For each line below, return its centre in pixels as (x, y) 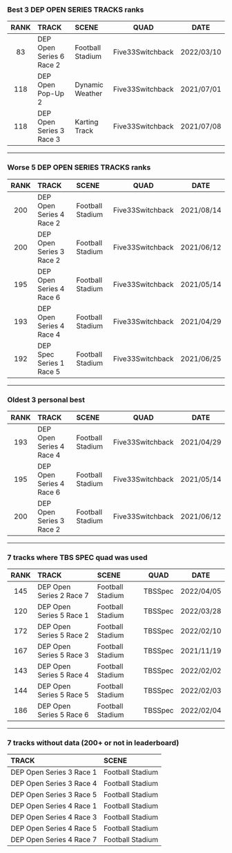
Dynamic (89, 85)
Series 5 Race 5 (63, 695)
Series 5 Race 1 (63, 615)
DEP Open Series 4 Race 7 (54, 840)
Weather (89, 93)
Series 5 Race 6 (63, 715)
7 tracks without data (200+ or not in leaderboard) (93, 743)
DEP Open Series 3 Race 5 (54, 795)
